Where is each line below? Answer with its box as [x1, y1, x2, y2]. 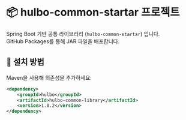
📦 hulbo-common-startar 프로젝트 [6, 5, 180, 19]
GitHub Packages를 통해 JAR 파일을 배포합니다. [6, 37, 120, 45]
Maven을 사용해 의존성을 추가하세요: [6, 74, 92, 81]
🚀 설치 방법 [6, 57, 45, 67]
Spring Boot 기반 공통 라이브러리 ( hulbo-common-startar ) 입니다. [6, 30, 160, 37]
